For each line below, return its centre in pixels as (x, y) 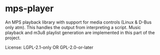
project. (13, 38)
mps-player (30, 9)
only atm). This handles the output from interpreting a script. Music (73, 27)
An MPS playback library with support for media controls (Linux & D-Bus (78, 22)
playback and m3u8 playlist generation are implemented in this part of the (80, 32)
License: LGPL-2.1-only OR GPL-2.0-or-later (49, 47)
